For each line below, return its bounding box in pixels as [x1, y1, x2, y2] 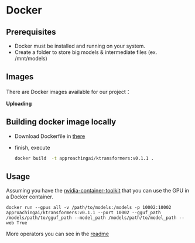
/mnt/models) [14, 55, 48, 62]
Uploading [6, 100, 32, 107]
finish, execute [14, 144, 50, 151]
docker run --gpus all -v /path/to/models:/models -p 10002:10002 [6, 205, 172, 211]
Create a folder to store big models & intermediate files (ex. [14, 49, 158, 56]
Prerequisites [6, 27, 56, 37]
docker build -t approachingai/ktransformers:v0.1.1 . [14, 155, 154, 161]
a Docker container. [6, 193, 54, 200]
